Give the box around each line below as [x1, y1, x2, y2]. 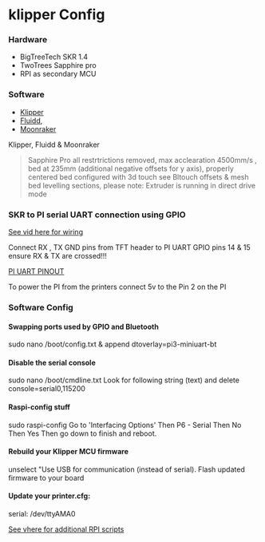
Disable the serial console [8, 358, 96, 367]
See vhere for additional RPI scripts [8, 524, 125, 534]
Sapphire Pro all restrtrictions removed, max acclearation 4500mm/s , [27, 155, 258, 164]
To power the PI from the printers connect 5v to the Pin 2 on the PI [8, 282, 227, 292]
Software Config [8, 302, 73, 313]
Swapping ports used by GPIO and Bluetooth [8, 322, 160, 331]
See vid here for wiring [8, 227, 84, 237]
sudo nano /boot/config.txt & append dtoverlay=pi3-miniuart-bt [8, 339, 217, 349]
